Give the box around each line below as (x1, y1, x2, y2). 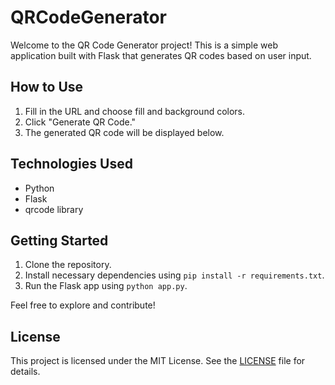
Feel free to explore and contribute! (10, 299, 156, 311)
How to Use (10, 79, 84, 96)
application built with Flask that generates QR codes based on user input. (10, 49, 312, 61)
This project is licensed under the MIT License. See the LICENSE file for (10, 355, 306, 367)
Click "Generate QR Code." (24, 116, 137, 128)
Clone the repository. (24, 259, 112, 271)
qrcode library (24, 203, 84, 215)
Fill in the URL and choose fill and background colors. (24, 105, 246, 117)
